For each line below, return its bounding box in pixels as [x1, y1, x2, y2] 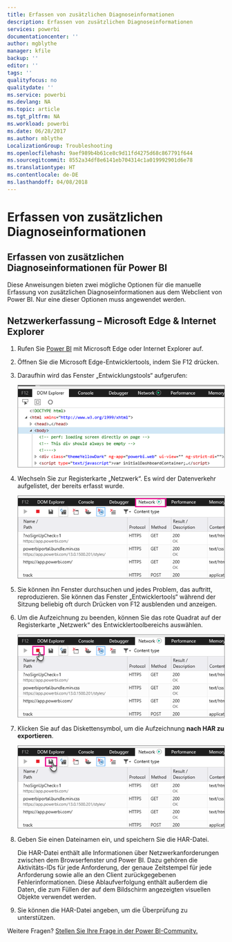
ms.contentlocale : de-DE [7, 171, 79, 179]
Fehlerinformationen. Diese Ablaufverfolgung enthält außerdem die [17, 878, 209, 886]
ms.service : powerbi [7, 91, 67, 98]
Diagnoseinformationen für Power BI [7, 262, 168, 274]
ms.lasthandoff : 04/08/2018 [7, 179, 88, 186]
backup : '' [7, 55, 39, 62]
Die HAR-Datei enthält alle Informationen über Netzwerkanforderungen [17, 848, 220, 856]
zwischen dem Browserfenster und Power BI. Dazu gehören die [17, 856, 198, 864]
